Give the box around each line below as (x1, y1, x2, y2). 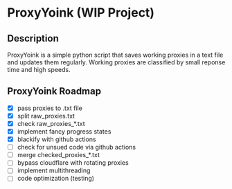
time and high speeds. (7, 66, 71, 73)
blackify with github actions (17, 135, 96, 143)
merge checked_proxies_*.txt (17, 151, 100, 159)
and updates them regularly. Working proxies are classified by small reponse (7, 58, 226, 66)
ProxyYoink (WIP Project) (7, 5, 154, 21)
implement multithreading (17, 166, 91, 174)
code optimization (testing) (17, 174, 95, 183)
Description (7, 33, 59, 44)
